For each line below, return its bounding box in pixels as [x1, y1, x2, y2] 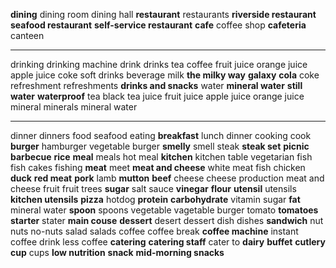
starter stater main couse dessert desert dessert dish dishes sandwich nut [10, 215, 324, 226]
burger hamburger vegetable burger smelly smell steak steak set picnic [10, 140, 310, 152]
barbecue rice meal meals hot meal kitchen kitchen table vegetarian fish [10, 151, 313, 163]
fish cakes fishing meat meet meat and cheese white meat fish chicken [10, 162, 306, 173]
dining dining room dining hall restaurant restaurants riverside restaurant [10, 9, 317, 20]
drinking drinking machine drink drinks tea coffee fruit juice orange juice [10, 59, 308, 70]
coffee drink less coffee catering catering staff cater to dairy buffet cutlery [10, 236, 326, 248]
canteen [10, 30, 45, 41]
